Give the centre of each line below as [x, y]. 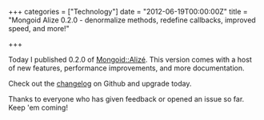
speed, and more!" [39, 28]
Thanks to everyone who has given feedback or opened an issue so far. [126, 99]
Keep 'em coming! [38, 108]
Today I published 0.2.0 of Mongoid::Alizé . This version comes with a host [130, 60]
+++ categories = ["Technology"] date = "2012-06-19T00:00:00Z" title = [128, 12]
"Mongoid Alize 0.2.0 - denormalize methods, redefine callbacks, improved [132, 20]
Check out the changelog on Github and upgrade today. [100, 84]
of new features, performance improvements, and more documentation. [127, 68]
